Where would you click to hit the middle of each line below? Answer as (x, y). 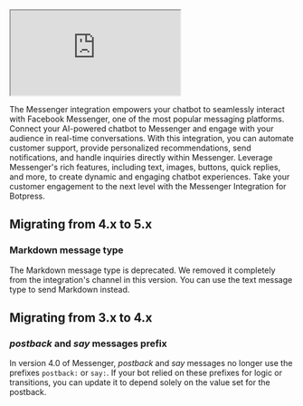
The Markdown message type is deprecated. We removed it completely (142, 270)
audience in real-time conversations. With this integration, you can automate (151, 138)
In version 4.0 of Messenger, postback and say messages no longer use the (151, 363)
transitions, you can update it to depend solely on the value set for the (140, 382)
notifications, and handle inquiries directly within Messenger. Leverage (141, 157)
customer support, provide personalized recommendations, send (130, 148)
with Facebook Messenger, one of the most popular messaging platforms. (147, 119)
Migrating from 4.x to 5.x (80, 224)
